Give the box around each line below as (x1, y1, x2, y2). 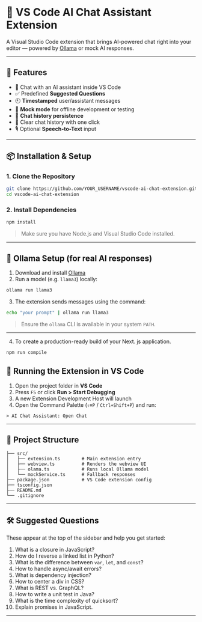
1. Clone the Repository (6, 172, 75, 181)
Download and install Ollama (14, 269, 86, 276)
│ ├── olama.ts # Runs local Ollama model (6, 466, 149, 472)
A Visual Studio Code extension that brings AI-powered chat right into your (6, 38, 192, 45)
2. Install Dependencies (6, 206, 77, 214)
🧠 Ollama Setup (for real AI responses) (6, 253, 152, 263)
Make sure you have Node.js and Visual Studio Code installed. (20, 230, 175, 237)
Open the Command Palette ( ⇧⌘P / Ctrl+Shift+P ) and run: (14, 401, 156, 408)
